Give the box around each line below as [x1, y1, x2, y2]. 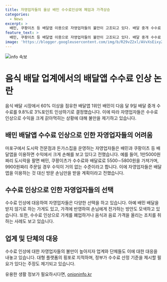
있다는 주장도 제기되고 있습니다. [14, 261, 76, 267]
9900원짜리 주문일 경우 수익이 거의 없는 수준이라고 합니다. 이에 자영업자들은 [5, 164, 153, 169]
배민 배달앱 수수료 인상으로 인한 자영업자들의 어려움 [5, 131, 153, 139]
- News [9, 16, 23, 21]
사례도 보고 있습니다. [14, 219, 55, 225]
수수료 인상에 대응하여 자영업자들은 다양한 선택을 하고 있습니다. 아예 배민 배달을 [5, 200, 159, 206]
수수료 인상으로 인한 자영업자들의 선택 [5, 185, 114, 194]
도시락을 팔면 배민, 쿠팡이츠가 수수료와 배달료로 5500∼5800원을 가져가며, [14, 157, 159, 164]
